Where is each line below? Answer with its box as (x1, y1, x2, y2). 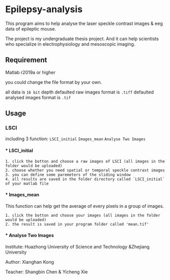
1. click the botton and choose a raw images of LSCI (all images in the (5, 159, 165, 164)
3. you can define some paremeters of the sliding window (5, 172, 131, 177)
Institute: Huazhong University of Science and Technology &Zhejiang (5, 244, 150, 250)
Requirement (5, 56, 47, 65)
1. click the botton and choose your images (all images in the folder (5, 212, 160, 218)
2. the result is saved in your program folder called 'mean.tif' (5, 222, 149, 227)
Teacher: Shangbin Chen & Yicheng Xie (5, 269, 88, 275)
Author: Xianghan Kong (5, 259, 54, 265)
